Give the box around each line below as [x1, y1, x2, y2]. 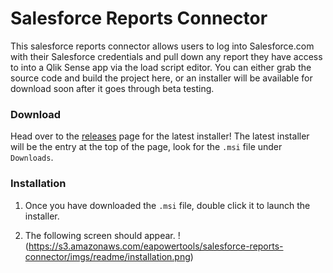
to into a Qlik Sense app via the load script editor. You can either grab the [10, 61, 312, 73]
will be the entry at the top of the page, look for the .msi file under [10, 141, 283, 153]
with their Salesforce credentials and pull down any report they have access [10, 50, 323, 62]
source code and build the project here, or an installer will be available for [10, 72, 313, 84]
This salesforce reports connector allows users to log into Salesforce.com [10, 40, 315, 52]
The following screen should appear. [24, 229, 176, 241]
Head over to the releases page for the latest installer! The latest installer [10, 130, 310, 142]
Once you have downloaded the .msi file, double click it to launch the [24, 199, 311, 211]
